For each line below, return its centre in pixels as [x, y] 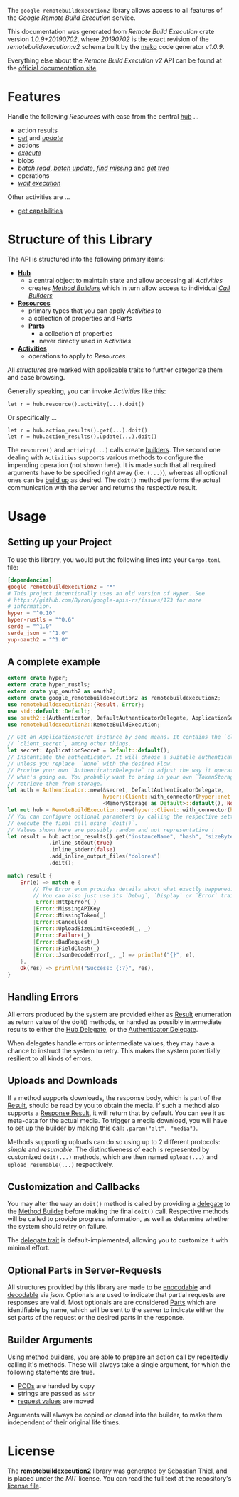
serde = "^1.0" [30, 627]
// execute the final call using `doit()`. [73, 823]
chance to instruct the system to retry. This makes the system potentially [114, 1050]
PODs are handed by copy [56, 1386]
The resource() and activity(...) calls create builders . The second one [114, 449]
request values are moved [56, 1401]
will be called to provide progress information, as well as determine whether [118, 1219]
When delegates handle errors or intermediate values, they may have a [111, 1043]
